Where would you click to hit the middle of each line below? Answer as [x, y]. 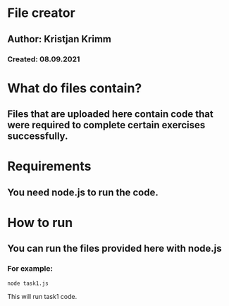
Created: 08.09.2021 [44, 59]
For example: [30, 269]
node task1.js [28, 283]
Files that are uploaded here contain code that [110, 114]
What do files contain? [75, 88]
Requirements [49, 166]
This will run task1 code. [42, 296]
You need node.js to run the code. [83, 192]
